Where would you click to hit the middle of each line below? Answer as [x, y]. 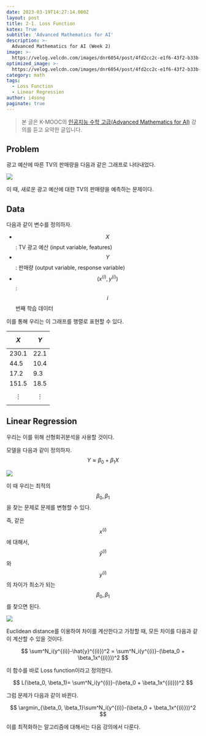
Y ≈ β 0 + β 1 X [103, 461]
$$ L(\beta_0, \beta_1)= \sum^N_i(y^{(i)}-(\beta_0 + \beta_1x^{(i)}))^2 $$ [103, 683]
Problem [23, 149]
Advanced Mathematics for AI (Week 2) [62, 47]
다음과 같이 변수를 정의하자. [39, 224]
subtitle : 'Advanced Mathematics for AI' [60, 35]
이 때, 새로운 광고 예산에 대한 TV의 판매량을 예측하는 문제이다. [80, 189]
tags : [13, 81]
